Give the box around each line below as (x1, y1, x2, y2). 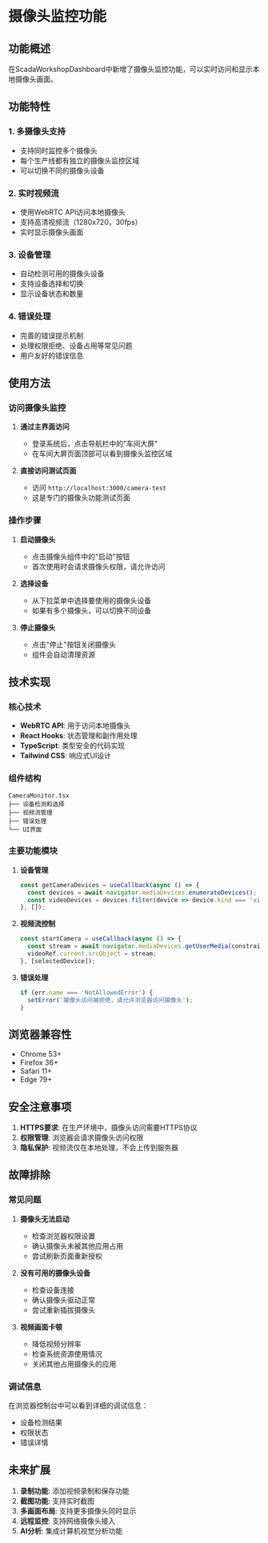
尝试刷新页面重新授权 (31, 1251, 102, 1261)
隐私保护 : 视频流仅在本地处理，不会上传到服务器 (19, 1143, 178, 1153)
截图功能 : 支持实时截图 (19, 1496, 94, 1505)
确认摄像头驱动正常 (31, 1295, 96, 1305)
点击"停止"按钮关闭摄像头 (31, 639, 116, 649)
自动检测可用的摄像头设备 (19, 269, 105, 278)
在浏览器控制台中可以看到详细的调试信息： (8, 1401, 149, 1410)
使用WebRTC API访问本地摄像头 (19, 207, 126, 217)
